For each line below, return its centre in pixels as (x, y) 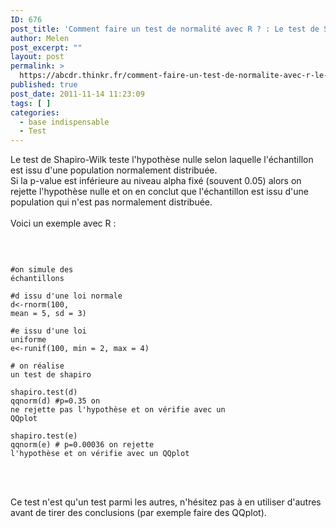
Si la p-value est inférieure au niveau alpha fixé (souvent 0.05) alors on (156, 181)
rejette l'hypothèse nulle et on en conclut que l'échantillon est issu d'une (160, 192)
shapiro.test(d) (44, 392)
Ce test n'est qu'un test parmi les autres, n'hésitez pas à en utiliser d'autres (166, 502)
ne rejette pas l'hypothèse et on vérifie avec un (118, 410)
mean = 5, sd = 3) (48, 314)
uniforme (28, 340)
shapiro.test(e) (44, 436)
